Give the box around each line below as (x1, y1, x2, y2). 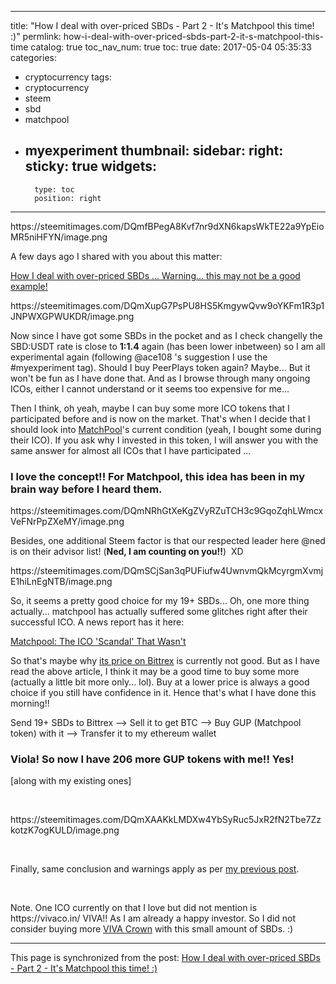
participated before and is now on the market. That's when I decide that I (10, 412, 311, 425)
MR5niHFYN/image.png (10, 231, 108, 243)
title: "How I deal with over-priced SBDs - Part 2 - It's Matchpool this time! (10, 20, 315, 31)
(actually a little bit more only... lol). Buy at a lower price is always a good (10, 676, 310, 688)
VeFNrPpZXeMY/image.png (10, 516, 125, 528)
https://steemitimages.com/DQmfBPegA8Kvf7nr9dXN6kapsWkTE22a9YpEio (10, 220, 325, 232)
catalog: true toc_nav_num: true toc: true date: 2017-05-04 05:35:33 (30, 41, 312, 53)
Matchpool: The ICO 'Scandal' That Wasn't (10, 636, 187, 648)
